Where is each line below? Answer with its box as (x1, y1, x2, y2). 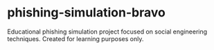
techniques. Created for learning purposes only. (7, 34, 144, 42)
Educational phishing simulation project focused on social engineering (7, 27, 208, 36)
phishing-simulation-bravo (7, 5, 166, 21)
